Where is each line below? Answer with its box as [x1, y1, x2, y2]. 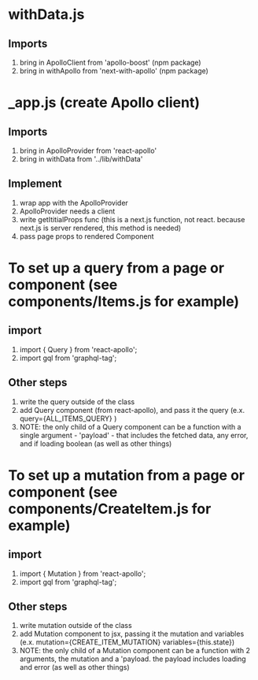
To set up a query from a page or [8, 259, 225, 277]
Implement [8, 177, 62, 191]
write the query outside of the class [19, 396, 135, 407]
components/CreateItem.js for [8, 500, 212, 518]
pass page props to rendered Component [19, 231, 155, 241]
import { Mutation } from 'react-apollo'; [19, 569, 146, 578]
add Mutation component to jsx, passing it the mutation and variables [19, 629, 245, 639]
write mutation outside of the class [19, 621, 132, 630]
